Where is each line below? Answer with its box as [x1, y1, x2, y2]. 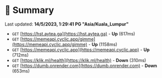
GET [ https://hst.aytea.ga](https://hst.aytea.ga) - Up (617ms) [12, 30, 135, 36]
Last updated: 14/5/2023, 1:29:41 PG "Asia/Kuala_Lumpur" [5, 21, 129, 27]
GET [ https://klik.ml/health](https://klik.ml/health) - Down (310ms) [12, 57, 146, 63]
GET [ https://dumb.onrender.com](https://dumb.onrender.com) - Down [12, 62, 157, 68]
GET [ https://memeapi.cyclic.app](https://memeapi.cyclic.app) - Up [12, 46, 150, 52]
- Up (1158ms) [88, 41, 117, 47]
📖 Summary [5, 4, 54, 16]
